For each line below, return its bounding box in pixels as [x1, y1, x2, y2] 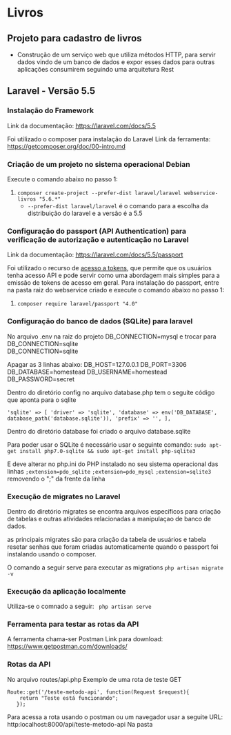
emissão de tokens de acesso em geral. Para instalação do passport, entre [7, 279, 219, 287]
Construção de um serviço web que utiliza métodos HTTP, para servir [17, 50, 216, 59]
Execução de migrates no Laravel [7, 492, 121, 501]
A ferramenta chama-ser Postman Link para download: [7, 635, 163, 643]
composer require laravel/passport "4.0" [17, 301, 138, 308]
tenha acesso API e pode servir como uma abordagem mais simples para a [7, 271, 221, 280]
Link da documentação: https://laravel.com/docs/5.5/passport [7, 250, 183, 259]
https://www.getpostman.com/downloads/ [7, 643, 128, 651]
